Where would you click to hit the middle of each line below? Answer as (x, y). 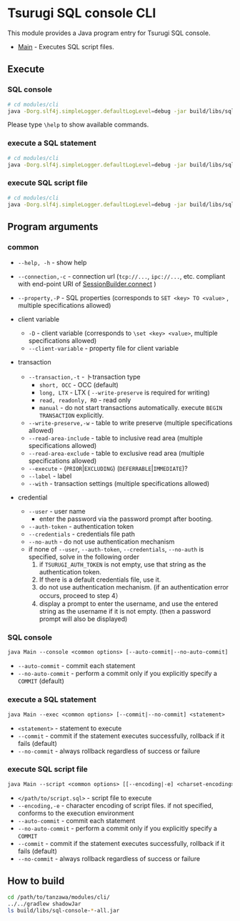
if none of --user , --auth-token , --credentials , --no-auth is (116, 549)
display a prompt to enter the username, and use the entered (129, 604)
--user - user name (57, 512)
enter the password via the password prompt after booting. (126, 519)
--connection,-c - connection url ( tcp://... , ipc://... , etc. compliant (121, 277)
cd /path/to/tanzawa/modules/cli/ (59, 897)
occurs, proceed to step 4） (80, 596)
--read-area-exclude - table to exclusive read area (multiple (116, 453)
